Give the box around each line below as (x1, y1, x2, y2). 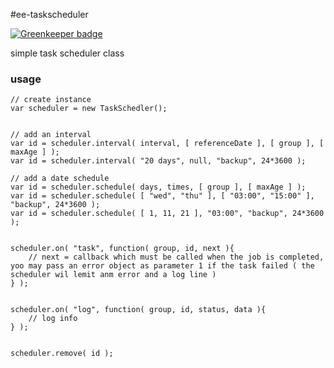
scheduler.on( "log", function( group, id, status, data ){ (10, 305, 267, 315)
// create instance (10, 95, 92, 105)
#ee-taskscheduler (10, 9, 89, 20)
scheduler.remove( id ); (10, 349, 114, 359)
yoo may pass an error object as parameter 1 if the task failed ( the (10, 261, 315, 271)
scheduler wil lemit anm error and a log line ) (10, 270, 217, 280)
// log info (28, 314, 78, 324)
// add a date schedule (10, 174, 110, 184)
